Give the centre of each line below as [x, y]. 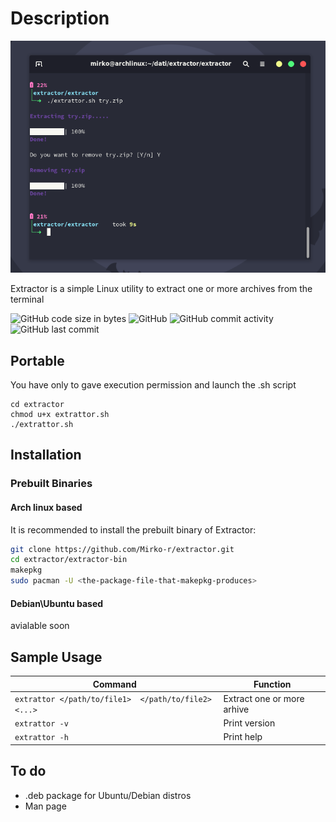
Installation [46, 455]
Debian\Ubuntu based [57, 603]
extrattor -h [41, 738]
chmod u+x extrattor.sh [60, 415]
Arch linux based [46, 507]
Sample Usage [56, 657]
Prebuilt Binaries [51, 484]
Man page [45, 806]
